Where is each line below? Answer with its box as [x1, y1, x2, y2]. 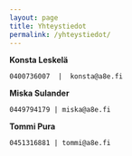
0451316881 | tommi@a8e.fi [9, 139, 111, 148]
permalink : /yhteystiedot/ [9, 30, 111, 39]
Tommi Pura [9, 121, 56, 132]
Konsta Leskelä [9, 55, 69, 66]
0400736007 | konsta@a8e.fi [9, 72, 124, 81]
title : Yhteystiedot [9, 22, 88, 31]
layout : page [9, 13, 59, 23]
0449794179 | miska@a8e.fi [9, 106, 111, 115]
